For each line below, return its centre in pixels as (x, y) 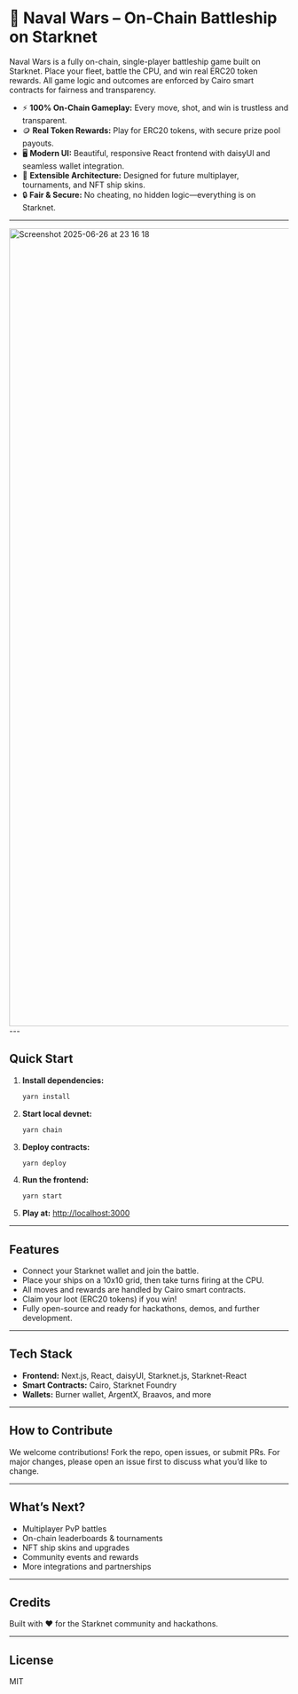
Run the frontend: (55, 1180)
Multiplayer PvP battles (64, 1528)
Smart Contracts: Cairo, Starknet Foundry (99, 1385)
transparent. (44, 120)
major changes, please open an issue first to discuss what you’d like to (138, 1461)
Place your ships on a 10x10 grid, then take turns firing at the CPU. (143, 1280)
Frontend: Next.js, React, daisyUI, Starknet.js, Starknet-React (134, 1375)
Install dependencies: (63, 1080)
